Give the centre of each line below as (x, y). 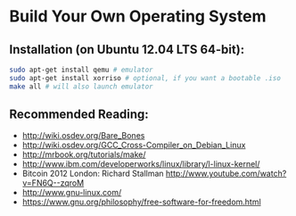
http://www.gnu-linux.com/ (72, 193)
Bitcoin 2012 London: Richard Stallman (93, 174)
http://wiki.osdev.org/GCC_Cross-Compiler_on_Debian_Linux (134, 145)
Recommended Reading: (79, 115)
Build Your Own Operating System (138, 17)
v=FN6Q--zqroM (53, 183)
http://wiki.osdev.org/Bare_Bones (83, 136)
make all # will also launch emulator (81, 87)
